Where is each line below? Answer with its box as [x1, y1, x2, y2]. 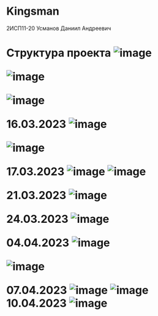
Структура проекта [6, 46, 111, 60]
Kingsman [6, 4, 59, 18]
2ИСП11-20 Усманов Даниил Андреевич [6, 24, 111, 32]
